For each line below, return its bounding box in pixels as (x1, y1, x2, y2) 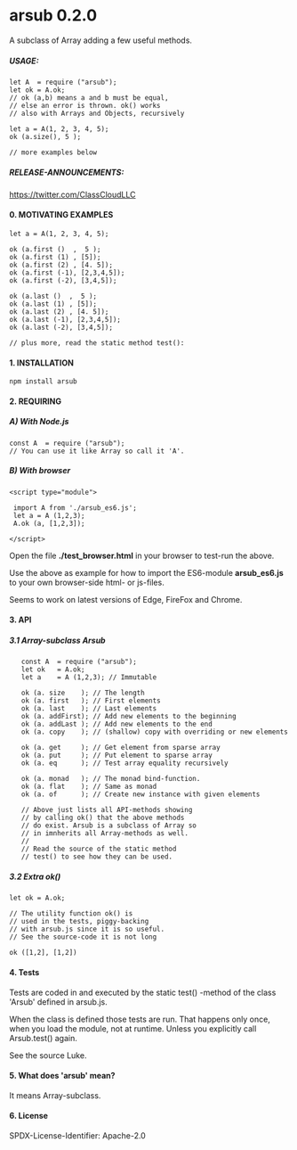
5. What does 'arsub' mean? (9, 1071, 116, 1081)
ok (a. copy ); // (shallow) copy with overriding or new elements (20, 727, 289, 736)
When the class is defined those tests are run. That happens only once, (9, 1014, 271, 1024)
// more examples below (9, 148, 98, 157)
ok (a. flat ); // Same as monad (20, 782, 157, 792)
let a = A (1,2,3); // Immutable (20, 673, 157, 682)
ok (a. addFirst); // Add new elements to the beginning (20, 712, 237, 721)
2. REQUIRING (9, 396, 62, 407)
